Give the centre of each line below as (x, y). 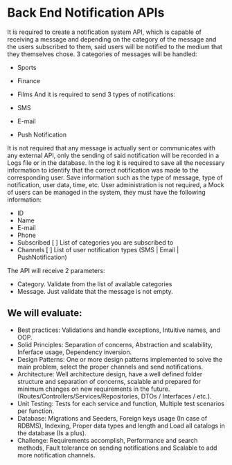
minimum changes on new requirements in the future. (93, 389)
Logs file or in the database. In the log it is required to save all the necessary (116, 163)
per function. (36, 411)
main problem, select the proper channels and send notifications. (110, 367)
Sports (27, 67)
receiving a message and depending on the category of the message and (112, 39)
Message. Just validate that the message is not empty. (95, 291)
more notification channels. (56, 455)
